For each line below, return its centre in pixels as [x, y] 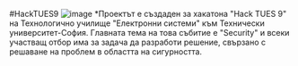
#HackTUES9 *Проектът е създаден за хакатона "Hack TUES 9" [148, 14]
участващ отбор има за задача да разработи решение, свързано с [138, 42]
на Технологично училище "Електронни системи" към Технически [137, 23]
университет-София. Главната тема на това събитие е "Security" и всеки [149, 33]
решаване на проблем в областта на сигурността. [106, 52]
